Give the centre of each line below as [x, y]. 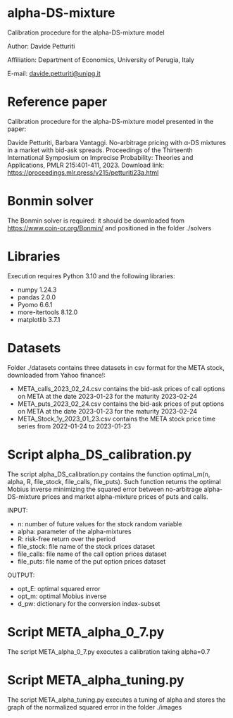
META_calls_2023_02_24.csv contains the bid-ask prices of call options [121, 388]
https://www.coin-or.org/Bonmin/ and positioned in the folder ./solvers [109, 228]
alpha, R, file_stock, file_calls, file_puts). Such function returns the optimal [114, 481]
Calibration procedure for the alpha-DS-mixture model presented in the [111, 121]
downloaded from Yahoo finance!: [56, 375]
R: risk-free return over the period [67, 539]
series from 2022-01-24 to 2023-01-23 [74, 426]
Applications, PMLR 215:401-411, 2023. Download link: [86, 165]
